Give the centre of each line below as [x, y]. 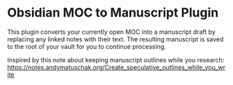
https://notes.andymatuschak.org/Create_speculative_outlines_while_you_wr [116, 67]
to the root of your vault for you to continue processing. [87, 46]
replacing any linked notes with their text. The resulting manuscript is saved [115, 39]
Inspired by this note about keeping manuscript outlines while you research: [116, 59]
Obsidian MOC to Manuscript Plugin [113, 13]
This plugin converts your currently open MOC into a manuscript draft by [111, 32]
